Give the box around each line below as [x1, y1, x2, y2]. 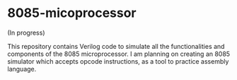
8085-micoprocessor [7, 5, 137, 21]
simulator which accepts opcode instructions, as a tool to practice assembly [7, 57, 229, 65]
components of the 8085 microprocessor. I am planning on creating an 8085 [7, 50, 231, 58]
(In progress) [7, 28, 45, 37]
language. [7, 64, 37, 73]
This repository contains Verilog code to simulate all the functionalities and [7, 42, 225, 50]
